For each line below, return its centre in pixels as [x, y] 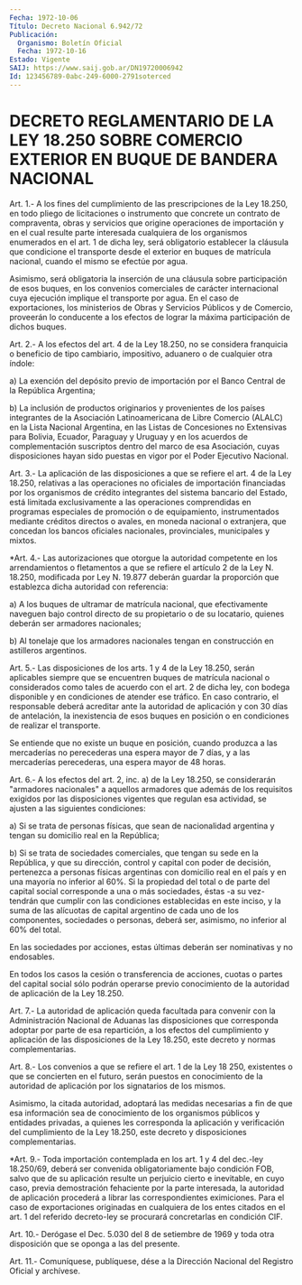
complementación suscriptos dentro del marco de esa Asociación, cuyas [145, 446]
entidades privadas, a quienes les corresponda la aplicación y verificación [147, 1122]
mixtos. [23, 540]
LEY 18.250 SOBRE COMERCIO [126, 140]
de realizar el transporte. [55, 725]
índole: [22, 363]
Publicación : [34, 34]
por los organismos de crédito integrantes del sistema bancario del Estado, [149, 492]
